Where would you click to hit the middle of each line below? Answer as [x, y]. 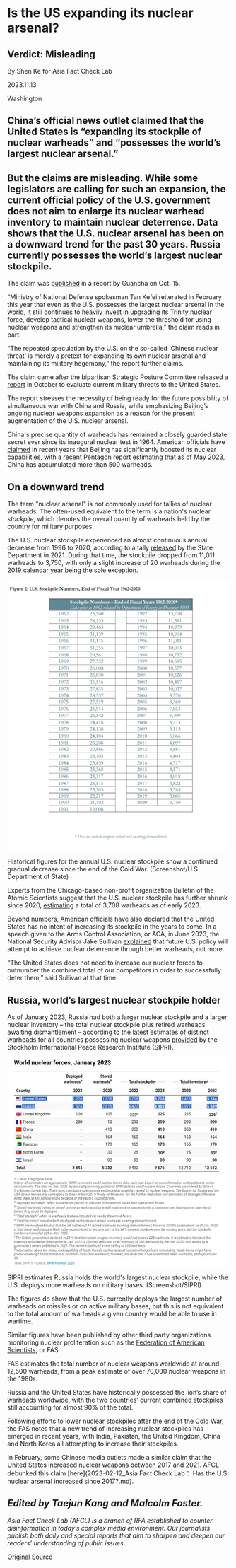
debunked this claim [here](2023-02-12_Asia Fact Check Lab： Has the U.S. [118, 1473]
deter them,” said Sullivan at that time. [63, 978]
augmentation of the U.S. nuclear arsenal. [68, 421]
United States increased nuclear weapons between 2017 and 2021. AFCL [113, 1465]
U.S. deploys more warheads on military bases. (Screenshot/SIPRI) [105, 1285]
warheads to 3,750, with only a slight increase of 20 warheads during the [114, 563]
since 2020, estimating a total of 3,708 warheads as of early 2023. [104, 905]
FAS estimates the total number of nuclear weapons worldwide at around [113, 1364]
